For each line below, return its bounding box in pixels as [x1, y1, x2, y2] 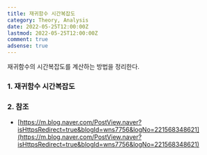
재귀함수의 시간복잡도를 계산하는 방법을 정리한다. [7, 63, 140, 70]
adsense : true [7, 42, 49, 49]
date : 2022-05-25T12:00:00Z [7, 23, 89, 30]
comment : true [7, 36, 49, 43]
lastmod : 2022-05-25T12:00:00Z [7, 29, 98, 37]
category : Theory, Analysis [7, 17, 89, 24]
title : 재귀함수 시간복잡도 [7, 10, 75, 17]
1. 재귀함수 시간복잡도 [7, 81, 75, 91]
